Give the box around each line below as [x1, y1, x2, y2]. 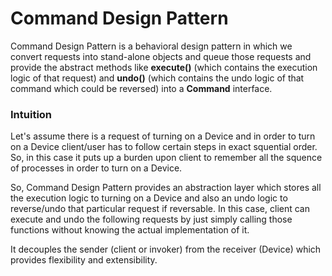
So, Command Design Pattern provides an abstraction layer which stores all [10, 182, 322, 194]
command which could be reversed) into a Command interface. [10, 82, 273, 94]
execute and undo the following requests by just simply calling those [10, 213, 293, 226]
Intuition [10, 107, 53, 121]
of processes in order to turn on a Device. [10, 162, 183, 174]
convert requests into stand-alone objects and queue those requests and [10, 50, 312, 62]
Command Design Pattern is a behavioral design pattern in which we [10, 40, 293, 52]
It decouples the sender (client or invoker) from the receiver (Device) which [10, 243, 322, 256]
